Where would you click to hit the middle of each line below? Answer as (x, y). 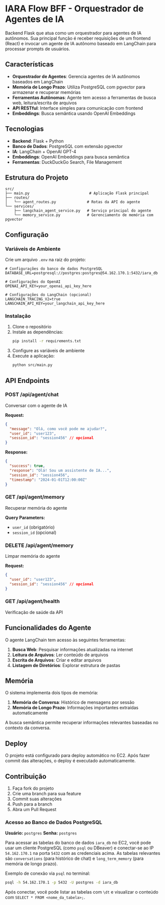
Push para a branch (32, 804)
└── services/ (20, 207)
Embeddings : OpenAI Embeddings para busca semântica (71, 156)
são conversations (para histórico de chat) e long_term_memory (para (75, 859)
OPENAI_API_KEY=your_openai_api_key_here (48, 286)
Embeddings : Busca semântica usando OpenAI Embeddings (74, 113)
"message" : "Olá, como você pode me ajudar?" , (58, 429)
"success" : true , (27, 466)
